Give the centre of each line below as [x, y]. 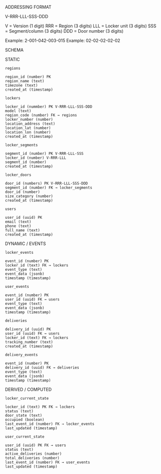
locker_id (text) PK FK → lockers [40, 407]
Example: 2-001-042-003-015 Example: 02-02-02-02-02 [63, 40]
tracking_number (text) [29, 342]
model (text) [18, 111]
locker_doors [18, 175]
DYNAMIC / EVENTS [26, 244]
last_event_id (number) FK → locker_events [50, 424]
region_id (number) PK [28, 77]
